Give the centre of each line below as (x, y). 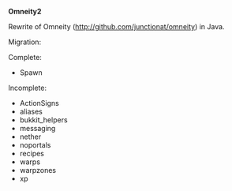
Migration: (25, 42)
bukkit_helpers (44, 120)
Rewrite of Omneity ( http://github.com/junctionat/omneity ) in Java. (116, 26)
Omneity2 (25, 11)
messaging (37, 128)
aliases (31, 111)
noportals (35, 145)
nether (30, 137)
